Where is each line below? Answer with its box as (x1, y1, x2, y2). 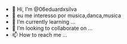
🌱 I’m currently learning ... (11, 18, 76, 25)
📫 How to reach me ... (11, 32, 67, 38)
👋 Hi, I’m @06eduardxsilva (11, 6, 78, 12)
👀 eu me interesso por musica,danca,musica (11, 12, 121, 19)
